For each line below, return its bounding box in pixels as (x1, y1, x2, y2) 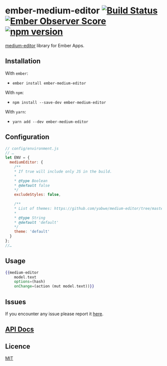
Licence (5, 342, 31, 351)
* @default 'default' (14, 220, 59, 225)
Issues (5, 297, 26, 306)
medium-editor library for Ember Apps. (5, 42, 84, 48)
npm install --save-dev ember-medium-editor (12, 100, 106, 105)
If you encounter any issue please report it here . (5, 311, 103, 317)
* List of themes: (14, 206, 52, 211)
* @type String (14, 215, 46, 220)
